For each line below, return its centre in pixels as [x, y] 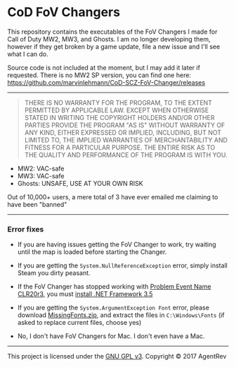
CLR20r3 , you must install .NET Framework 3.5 [85, 294]
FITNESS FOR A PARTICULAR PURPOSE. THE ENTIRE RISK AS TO [120, 147]
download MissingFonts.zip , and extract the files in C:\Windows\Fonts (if [121, 315]
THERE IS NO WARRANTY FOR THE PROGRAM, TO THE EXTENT [118, 102]
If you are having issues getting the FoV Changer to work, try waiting [117, 245]
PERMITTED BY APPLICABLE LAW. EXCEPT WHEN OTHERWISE [117, 110]
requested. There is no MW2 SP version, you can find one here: [99, 75]
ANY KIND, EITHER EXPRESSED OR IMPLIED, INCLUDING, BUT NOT [123, 132]
